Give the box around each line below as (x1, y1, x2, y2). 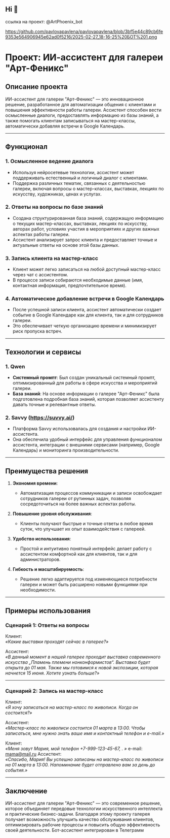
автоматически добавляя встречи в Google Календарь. (5, 123, 125, 129)
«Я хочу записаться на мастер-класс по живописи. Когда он (5, 704, 138, 711)
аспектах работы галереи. (12, 231, 70, 237)
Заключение (5, 787, 48, 795)
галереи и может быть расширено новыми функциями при (20, 582, 148, 588)
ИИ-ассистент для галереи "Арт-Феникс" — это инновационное (5, 96, 144, 102)
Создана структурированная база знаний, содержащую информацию (12, 215, 164, 221)
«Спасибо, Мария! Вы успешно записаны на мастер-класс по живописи (5, 756, 163, 762)
